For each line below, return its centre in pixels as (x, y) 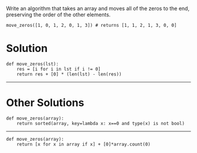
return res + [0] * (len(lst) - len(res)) (69, 74)
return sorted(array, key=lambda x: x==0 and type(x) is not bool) (101, 123)
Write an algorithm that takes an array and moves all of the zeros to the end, (98, 8)
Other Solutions (45, 103)
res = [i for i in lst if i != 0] (59, 69)
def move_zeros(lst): (33, 64)
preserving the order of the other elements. (58, 15)
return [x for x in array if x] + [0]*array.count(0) (84, 144)
